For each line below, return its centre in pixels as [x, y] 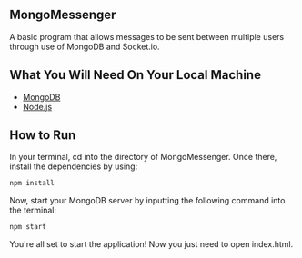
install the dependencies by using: [74, 166]
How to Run [43, 135]
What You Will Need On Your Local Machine [136, 75]
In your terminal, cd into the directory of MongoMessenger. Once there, [143, 157]
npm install [32, 184]
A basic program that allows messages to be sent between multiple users [147, 36]
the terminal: [33, 210]
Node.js [37, 106]
